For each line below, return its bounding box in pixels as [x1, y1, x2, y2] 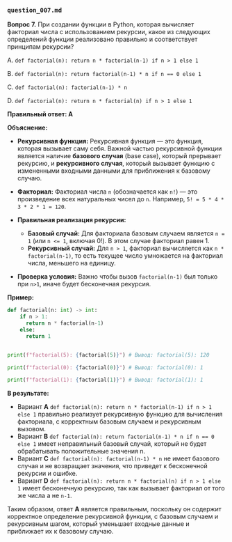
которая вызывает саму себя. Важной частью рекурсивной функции [17, 144, 222, 153]
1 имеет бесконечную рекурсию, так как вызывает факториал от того [17, 484, 225, 493]
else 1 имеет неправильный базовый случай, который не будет [17, 440, 207, 448]
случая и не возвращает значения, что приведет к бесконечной [17, 462, 208, 470]
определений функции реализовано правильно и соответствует [7, 35, 198, 44]
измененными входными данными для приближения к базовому [17, 167, 210, 175]
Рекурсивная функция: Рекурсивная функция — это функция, [17, 137, 204, 146]
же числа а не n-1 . [17, 491, 72, 500]
